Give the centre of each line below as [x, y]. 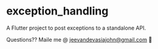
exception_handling [57, 11]
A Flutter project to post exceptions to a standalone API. [76, 28]
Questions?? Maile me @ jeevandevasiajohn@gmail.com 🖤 [79, 39]
